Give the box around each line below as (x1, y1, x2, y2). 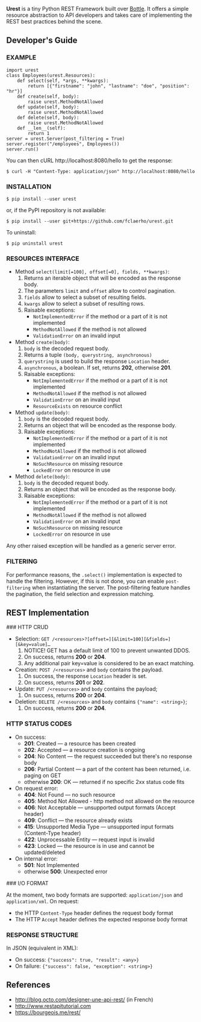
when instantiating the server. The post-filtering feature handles (32, 584, 191, 591)
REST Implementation (6, 607, 89, 618)
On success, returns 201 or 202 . (23, 679, 105, 686)
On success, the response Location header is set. (23, 672, 147, 680)
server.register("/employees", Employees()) (6, 141, 120, 147)
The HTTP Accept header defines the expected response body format (14, 915, 188, 923)
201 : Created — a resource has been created (23, 739, 136, 747)
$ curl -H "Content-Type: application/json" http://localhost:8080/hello (6, 168, 196, 174)
